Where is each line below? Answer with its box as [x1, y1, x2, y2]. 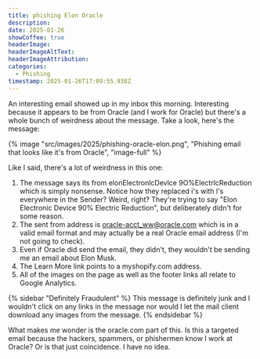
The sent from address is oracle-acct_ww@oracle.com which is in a [19, 219, 239, 229]
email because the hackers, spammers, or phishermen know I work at [8, 333, 233, 343]
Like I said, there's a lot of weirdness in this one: [8, 163, 164, 172]
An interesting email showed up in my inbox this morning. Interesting [8, 99, 229, 108]
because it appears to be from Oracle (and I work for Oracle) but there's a [8, 107, 247, 116]
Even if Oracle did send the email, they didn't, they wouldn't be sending [19, 244, 251, 254]
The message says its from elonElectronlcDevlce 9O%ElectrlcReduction [19, 178, 252, 187]
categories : [8, 63, 47, 71]
